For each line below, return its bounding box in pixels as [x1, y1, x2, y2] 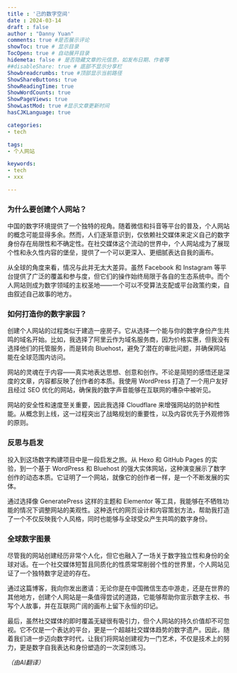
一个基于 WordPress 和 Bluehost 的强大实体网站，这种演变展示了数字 [25, 464, 226, 472]
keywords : [7, 160, 37, 168]
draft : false [7, 23, 49, 30]
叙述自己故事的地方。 [13, 290, 75, 298]
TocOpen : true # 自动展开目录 [7, 50, 90, 57]
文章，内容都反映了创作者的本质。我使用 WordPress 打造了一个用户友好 [19, 377, 228, 385]
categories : [7, 122, 42, 129]
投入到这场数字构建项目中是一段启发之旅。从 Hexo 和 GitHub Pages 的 [7, 455, 212, 464]
